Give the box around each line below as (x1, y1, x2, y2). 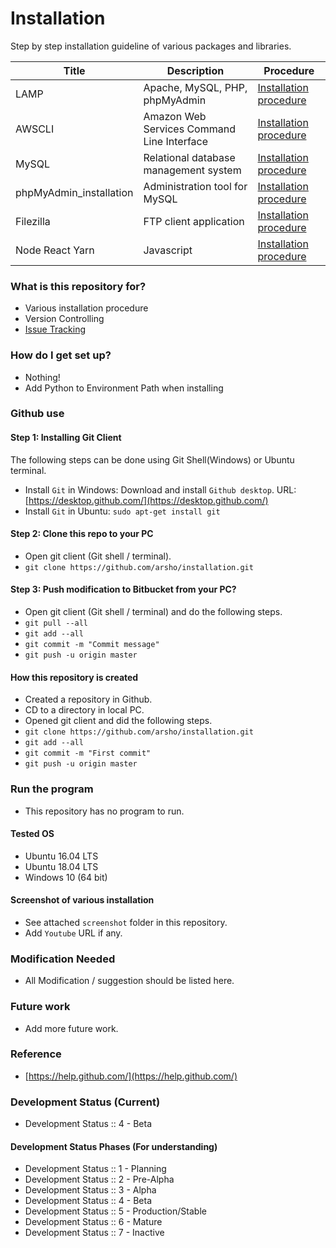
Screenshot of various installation (10, 894, 155, 906)
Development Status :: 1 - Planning (24, 1163, 167, 1175)
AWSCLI (15, 122, 55, 136)
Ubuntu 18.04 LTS (24, 860, 99, 872)
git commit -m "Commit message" (24, 640, 160, 650)
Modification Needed (10, 952, 116, 966)
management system (143, 163, 242, 177)
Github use (10, 407, 65, 421)
